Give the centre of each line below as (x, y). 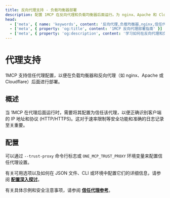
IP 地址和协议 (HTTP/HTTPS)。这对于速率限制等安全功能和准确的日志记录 (88, 119)
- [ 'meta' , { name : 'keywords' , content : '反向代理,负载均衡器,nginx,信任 (86, 24)
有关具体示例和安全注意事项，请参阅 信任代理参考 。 (59, 190)
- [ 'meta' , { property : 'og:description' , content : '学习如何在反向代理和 (87, 34)
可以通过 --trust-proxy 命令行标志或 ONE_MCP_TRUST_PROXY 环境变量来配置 (82, 156)
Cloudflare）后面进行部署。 (34, 81)
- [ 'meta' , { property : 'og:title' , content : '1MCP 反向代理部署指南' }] (86, 29)
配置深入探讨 (24, 179)
